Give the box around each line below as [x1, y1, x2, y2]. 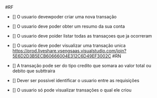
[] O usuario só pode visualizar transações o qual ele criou [12, 87, 132, 93]
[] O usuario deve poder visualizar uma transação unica [12, 43, 126, 49]
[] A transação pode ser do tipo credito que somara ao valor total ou [12, 63, 152, 68]
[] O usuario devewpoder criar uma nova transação [12, 14, 117, 19]
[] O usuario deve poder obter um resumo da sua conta [12, 23, 125, 29]
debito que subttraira [12, 68, 55, 74]
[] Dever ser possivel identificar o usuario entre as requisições [12, 78, 140, 83]
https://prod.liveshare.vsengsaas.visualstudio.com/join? [12, 48, 127, 53]
